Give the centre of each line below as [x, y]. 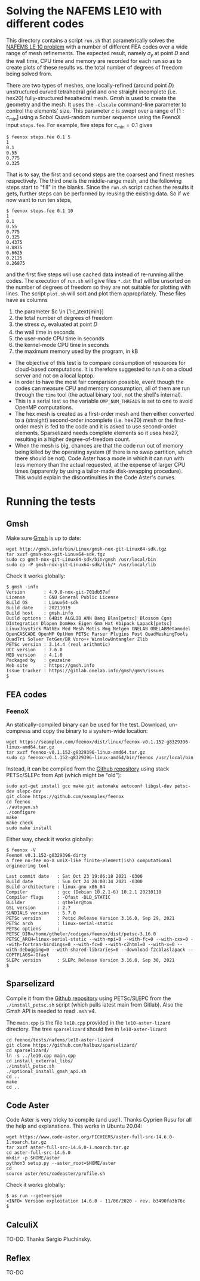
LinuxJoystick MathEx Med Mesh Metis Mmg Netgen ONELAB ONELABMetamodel [99, 629]
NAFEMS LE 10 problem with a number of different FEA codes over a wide [97, 47]
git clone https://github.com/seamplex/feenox [65, 796]
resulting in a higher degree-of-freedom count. [73, 439]
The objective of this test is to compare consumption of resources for [100, 363]
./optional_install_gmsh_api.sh [46, 1071]
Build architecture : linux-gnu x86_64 [56, 887]
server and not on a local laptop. [55, 376]
